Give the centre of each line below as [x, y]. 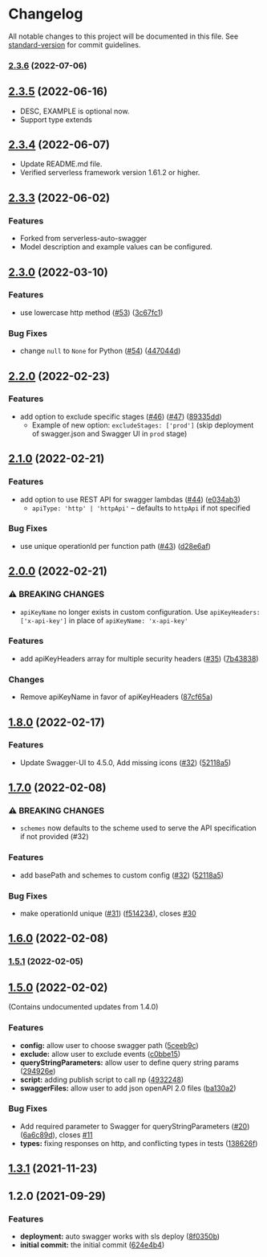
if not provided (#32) [54, 837]
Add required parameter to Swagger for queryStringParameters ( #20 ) [135, 1126]
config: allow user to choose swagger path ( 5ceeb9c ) [109, 1045]
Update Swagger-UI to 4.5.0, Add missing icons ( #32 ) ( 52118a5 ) [125, 762]
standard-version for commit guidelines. [75, 44]
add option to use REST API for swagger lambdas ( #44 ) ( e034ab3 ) [130, 499]
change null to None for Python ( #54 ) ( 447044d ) [100, 351]
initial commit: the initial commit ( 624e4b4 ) [92, 1245]
